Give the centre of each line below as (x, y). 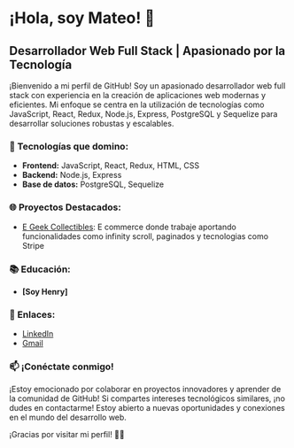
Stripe (33, 245)
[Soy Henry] (45, 291)
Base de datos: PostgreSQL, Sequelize (93, 184)
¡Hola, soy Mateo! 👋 (82, 18)
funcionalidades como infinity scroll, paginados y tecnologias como (145, 236)
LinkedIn (38, 334)
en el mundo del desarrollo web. (68, 417)
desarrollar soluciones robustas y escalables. (92, 124)
